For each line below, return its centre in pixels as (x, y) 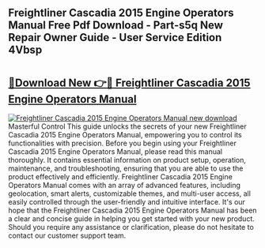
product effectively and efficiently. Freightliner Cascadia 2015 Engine (121, 177)
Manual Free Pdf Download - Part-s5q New (116, 26)
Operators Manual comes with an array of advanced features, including (125, 185)
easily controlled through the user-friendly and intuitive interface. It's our (127, 202)
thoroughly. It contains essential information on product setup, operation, (127, 160)
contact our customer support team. (67, 235)
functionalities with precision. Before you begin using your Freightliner (123, 143)
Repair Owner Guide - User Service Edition (115, 38)
